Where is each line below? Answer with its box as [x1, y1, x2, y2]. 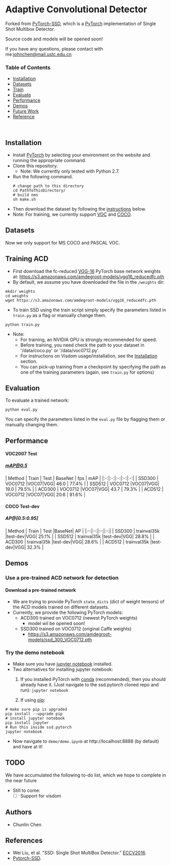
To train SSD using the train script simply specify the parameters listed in [12, 307, 166, 313]
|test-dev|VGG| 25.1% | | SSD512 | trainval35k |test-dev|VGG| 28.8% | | [5, 533, 155, 539]
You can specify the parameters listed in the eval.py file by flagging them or [5, 416, 165, 422]
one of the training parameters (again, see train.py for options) [20, 369, 155, 375]
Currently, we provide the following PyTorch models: [12, 609, 124, 616]
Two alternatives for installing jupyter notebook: [12, 666, 113, 672]
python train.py [5, 322, 40, 327]
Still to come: [12, 787, 41, 793]
